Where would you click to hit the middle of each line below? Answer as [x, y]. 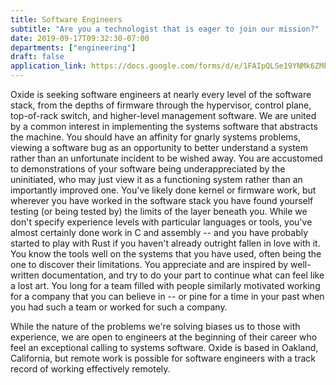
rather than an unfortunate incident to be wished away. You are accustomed [166, 158]
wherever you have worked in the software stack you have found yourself [162, 200]
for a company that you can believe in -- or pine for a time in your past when [167, 296]
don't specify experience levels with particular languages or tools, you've [161, 222]
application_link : [48, 66]
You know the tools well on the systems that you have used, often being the [166, 254]
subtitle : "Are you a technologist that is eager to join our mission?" [165, 29]
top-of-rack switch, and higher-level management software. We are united [163, 115]
